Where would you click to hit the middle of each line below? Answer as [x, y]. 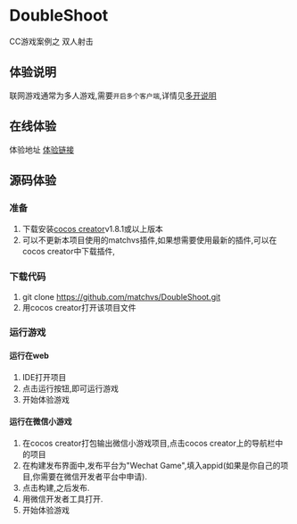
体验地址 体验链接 [41, 149]
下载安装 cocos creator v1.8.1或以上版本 [92, 229]
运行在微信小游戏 [41, 421]
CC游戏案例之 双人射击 [51, 41]
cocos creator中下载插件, [69, 252]
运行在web [29, 356]
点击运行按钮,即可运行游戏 [70, 388]
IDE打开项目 [44, 377]
